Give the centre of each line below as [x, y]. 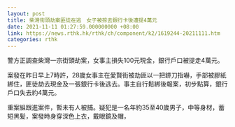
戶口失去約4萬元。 [34, 93]
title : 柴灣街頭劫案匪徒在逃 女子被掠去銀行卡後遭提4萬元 [82, 20]
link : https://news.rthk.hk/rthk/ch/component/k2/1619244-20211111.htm [114, 33]
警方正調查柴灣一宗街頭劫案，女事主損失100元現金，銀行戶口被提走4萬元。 [114, 61]
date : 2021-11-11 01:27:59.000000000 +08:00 [73, 27]
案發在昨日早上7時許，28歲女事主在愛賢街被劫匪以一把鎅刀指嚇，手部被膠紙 [117, 75]
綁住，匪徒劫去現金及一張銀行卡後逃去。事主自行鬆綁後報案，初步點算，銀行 [117, 84]
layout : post [26, 14]
